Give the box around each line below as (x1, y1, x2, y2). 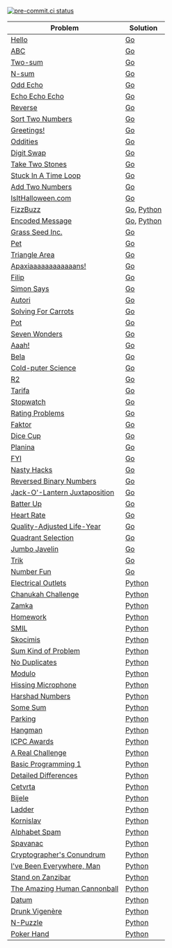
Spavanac (10, 839, 44, 848)
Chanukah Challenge (10, 589, 79, 599)
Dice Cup (10, 431, 42, 440)
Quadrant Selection (10, 533, 75, 543)
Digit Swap (10, 148, 47, 157)
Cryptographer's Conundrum (10, 850, 106, 860)
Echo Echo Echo (10, 91, 65, 101)
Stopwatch (10, 397, 47, 407)
